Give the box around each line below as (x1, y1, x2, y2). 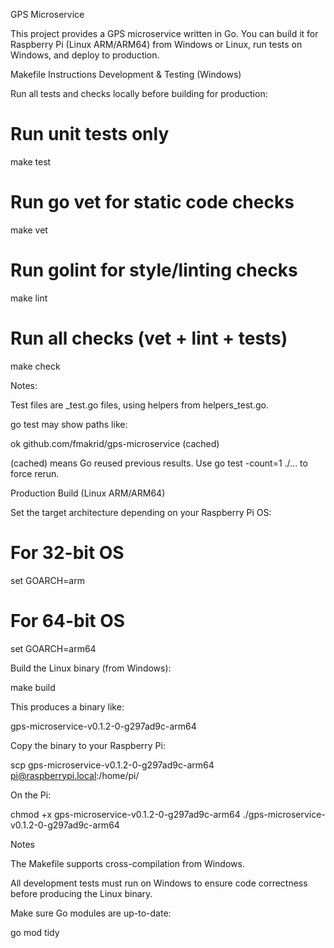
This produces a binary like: (10, 700, 125, 713)
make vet (10, 224, 48, 236)
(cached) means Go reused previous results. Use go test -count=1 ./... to (10, 457, 308, 469)
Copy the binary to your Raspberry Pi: (10, 739, 166, 751)
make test (10, 155, 52, 168)
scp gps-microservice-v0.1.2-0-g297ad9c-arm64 (10, 759, 215, 771)
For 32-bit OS (10, 541, 125, 564)
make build (10, 681, 56, 693)
